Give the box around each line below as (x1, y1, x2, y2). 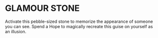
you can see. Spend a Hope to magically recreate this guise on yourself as (5, 23, 153, 29)
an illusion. (5, 28, 27, 34)
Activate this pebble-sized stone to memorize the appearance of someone (5, 19, 153, 24)
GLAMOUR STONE (5, 3, 80, 14)
